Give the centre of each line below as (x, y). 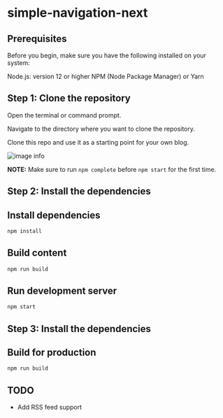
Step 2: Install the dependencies (79, 191)
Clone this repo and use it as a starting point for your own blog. (98, 142)
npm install (24, 231)
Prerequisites (37, 39)
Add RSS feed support (50, 408)
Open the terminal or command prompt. (64, 115)
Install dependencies (54, 215)
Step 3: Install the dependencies (79, 329)
